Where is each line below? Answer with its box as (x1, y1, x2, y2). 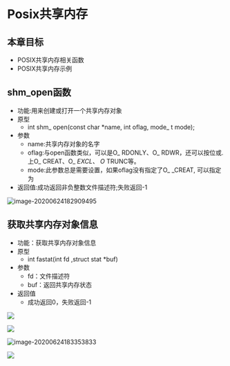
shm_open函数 (7, 87, 71, 98)
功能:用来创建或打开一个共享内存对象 (17, 106, 122, 114)
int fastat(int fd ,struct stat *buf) (27, 254, 119, 263)
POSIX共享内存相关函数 (17, 56, 84, 64)
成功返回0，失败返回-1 (27, 297, 92, 306)
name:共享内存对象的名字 (27, 139, 100, 148)
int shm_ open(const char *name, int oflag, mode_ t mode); (27, 123, 195, 131)
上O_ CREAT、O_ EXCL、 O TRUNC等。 (27, 157, 140, 165)
